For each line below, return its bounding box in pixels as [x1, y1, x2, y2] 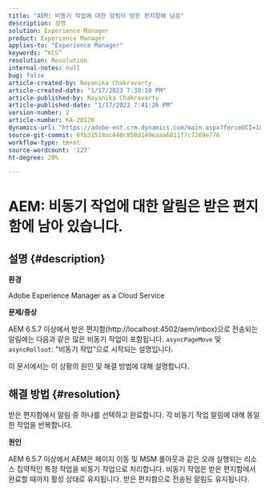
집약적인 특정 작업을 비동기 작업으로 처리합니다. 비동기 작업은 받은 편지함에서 [16, 465, 256, 474]
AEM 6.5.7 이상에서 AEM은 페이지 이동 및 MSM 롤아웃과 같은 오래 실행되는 [8, 454, 243, 464]
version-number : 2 [8, 109, 70, 117]
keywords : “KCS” [8, 49, 62, 57]
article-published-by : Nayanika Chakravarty [8, 94, 159, 102]
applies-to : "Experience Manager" [8, 42, 124, 50]
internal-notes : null [8, 64, 81, 72]
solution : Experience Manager [8, 26, 110, 34]
